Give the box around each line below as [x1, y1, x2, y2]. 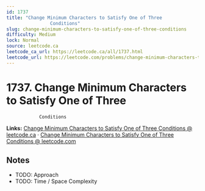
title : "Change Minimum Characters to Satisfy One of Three [6, 15, 163, 21]
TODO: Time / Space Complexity [15, 178, 98, 185]
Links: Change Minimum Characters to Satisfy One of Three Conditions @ [6, 124, 192, 132]
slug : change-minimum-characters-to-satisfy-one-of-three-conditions [6, 26, 187, 32]
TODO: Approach [15, 171, 59, 179]
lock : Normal [6, 37, 40, 43]
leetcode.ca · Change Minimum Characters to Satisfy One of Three [6, 131, 174, 138]
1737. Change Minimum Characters [6, 81, 187, 95]
